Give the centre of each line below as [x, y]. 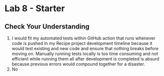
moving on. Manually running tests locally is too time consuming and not [85, 54]
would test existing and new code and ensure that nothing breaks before [85, 48]
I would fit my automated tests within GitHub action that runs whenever [83, 38]
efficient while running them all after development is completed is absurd [85, 59]
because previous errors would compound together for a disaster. [78, 64]
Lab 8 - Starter [35, 9]
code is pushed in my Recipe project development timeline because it [82, 43]
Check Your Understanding [47, 27]
